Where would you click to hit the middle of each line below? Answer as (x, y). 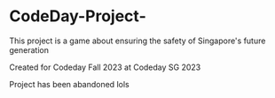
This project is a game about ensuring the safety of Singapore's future (137, 41)
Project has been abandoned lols (70, 84)
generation (29, 49)
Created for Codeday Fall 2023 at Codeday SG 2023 (105, 67)
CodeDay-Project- (78, 16)
